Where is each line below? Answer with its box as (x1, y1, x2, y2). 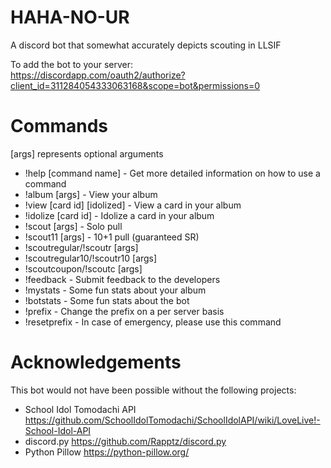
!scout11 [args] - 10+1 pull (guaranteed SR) (24, 231, 200, 243)
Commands (10, 115, 109, 138)
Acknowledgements (10, 351, 182, 374)
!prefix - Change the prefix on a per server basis (24, 305, 225, 317)
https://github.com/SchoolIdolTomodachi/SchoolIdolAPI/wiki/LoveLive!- (24, 414, 321, 426)
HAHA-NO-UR (10, 6, 130, 29)
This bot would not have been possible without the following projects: (10, 384, 297, 396)
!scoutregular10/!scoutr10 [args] (24, 252, 158, 264)
